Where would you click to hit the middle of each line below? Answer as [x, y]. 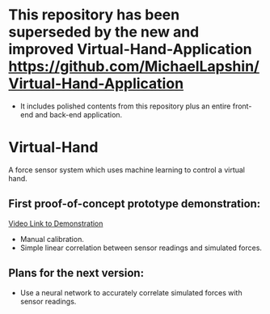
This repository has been [94, 15]
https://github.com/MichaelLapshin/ [134, 67]
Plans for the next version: [76, 273]
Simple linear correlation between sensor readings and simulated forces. [141, 248]
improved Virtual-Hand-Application [130, 49]
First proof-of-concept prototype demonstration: [135, 204]
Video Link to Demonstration [56, 223]
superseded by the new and [104, 32]
